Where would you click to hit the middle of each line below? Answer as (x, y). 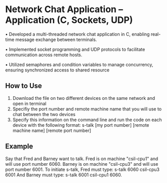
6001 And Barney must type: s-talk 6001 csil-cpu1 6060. (64, 175)
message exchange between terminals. (56, 40)
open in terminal (30, 103)
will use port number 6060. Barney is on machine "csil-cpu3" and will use (82, 164)
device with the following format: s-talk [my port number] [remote (81, 125)
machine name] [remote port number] (52, 130)
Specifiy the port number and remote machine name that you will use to (87, 109)
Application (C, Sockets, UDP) (69, 20)
